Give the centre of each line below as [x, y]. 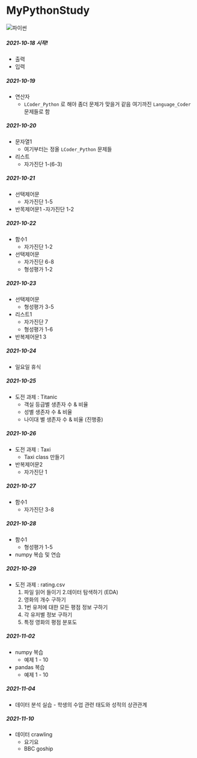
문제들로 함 [37, 111]
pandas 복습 [30, 667]
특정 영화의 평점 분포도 [50, 622]
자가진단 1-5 [38, 201]
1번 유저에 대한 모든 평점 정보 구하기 [66, 607]
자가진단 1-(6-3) [43, 164]
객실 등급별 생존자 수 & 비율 [56, 404]
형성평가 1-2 [38, 269]
